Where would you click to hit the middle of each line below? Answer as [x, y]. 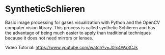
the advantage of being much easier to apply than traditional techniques [78, 33]
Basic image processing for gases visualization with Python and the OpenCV [82, 22]
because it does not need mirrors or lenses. [49, 38]
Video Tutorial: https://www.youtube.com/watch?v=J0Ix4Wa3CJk [72, 47]
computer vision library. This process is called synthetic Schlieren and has [80, 27]
